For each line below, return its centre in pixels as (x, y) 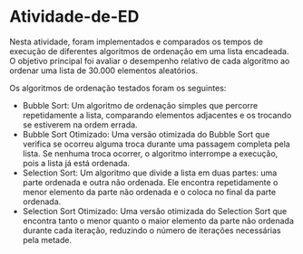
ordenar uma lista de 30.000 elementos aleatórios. (103, 71)
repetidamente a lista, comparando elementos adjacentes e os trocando (157, 115)
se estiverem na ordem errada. (80, 125)
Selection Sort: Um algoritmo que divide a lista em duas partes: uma (150, 173)
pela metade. (47, 240)
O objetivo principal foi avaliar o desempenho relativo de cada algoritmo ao (150, 61)
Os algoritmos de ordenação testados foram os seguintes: (118, 88)
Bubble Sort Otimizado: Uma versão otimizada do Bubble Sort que (146, 134)
